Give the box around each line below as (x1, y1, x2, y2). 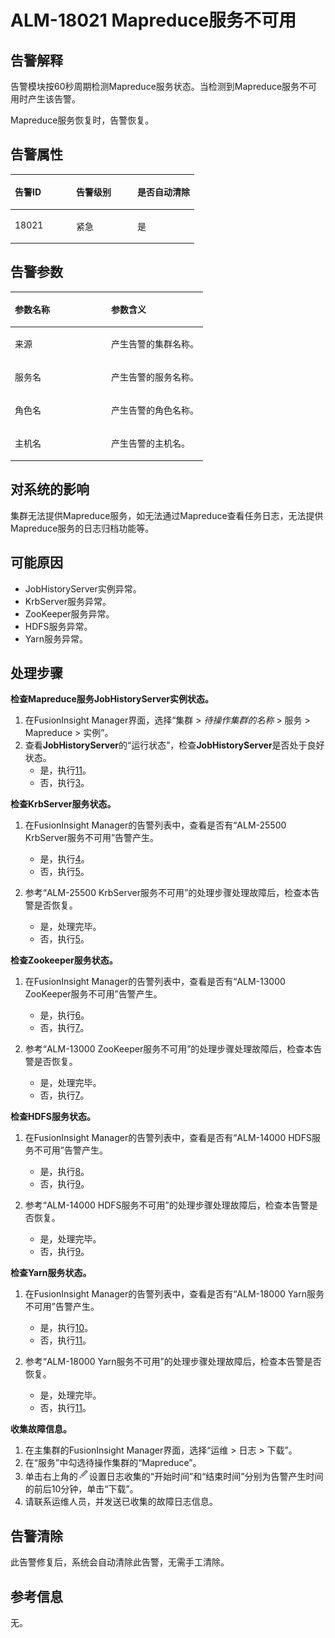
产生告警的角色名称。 (111, 404, 199, 416)
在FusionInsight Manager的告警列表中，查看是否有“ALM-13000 (24, 976, 286, 988)
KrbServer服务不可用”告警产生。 (24, 832, 160, 844)
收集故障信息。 (10, 1423, 72, 1435)
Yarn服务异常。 (24, 632, 88, 645)
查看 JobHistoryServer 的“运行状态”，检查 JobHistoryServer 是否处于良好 (24, 739, 325, 751)
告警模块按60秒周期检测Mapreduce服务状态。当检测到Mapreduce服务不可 (10, 81, 318, 92)
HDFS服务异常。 (24, 620, 93, 632)
